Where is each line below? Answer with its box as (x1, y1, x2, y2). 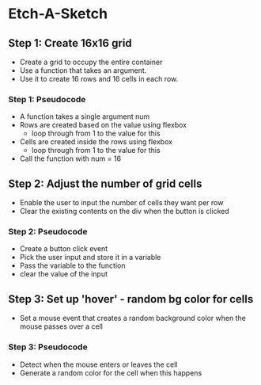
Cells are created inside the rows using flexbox (19, 137, 172, 147)
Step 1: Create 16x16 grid (8, 36, 132, 50)
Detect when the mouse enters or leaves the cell (19, 360, 178, 369)
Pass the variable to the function (19, 261, 126, 270)
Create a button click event (19, 244, 108, 253)
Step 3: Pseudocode (8, 341, 89, 353)
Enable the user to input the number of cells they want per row (19, 198, 224, 208)
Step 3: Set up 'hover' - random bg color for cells (8, 292, 254, 306)
